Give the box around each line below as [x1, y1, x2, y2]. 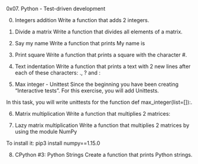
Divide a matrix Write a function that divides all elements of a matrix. [14, 28, 183, 35]
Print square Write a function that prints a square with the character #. [14, 51, 187, 58]
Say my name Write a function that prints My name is [14, 40, 145, 47]
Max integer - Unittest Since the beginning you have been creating [14, 81, 179, 88]
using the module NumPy [14, 128, 78, 135]
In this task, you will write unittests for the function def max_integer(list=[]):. [6, 98, 193, 106]
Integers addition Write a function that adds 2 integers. [14, 17, 150, 23]
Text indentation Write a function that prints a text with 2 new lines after [14, 63, 191, 70]
